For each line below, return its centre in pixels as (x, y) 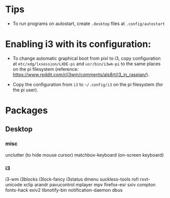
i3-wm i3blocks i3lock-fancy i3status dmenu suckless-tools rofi (72, 179)
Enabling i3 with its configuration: (78, 44)
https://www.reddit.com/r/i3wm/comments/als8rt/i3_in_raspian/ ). (81, 75)
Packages (27, 110)
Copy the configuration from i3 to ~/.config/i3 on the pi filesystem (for (88, 84)
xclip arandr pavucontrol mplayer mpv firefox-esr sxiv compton (90, 185)
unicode (14, 185)
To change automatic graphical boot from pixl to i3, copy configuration (87, 58)
